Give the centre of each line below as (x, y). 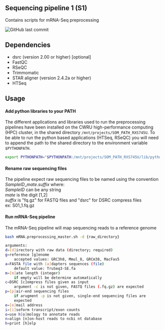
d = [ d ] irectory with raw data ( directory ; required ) (59, 250)
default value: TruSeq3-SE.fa (45, 268)
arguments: (16, 246)
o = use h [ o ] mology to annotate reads (42, 314)
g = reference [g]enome (27, 255)
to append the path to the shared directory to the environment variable (76, 143)
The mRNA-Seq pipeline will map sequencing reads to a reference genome (81, 228)
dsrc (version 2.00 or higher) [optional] (52, 57)
